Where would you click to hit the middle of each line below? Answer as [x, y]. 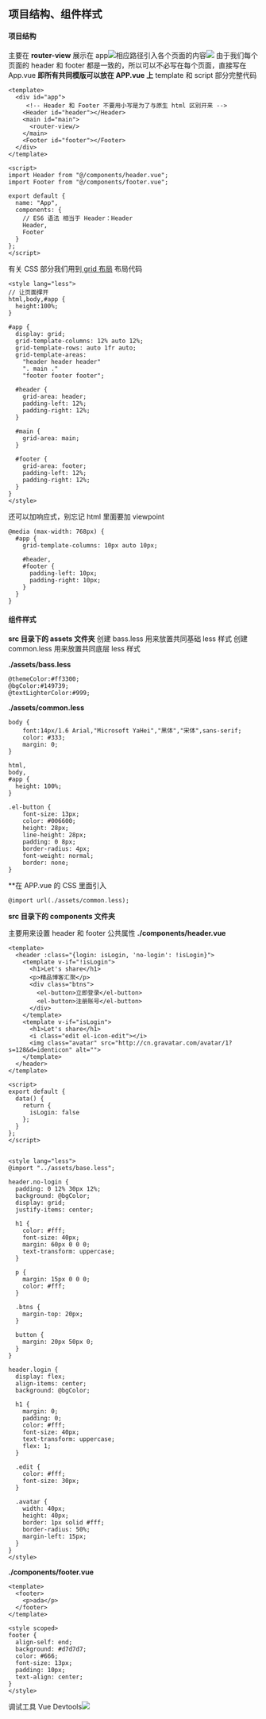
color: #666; [37, 1656]
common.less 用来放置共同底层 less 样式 [75, 648]
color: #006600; [50, 821]
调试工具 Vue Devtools [45, 1706]
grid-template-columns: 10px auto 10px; [90, 545]
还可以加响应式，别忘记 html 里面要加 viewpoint [87, 516]
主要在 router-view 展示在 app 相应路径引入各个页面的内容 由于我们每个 [133, 55]
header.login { [33, 1369]
